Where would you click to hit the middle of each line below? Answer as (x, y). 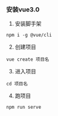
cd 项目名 (17, 84)
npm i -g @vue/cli (29, 35)
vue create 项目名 (28, 60)
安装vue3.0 (23, 9)
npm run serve (24, 107)
